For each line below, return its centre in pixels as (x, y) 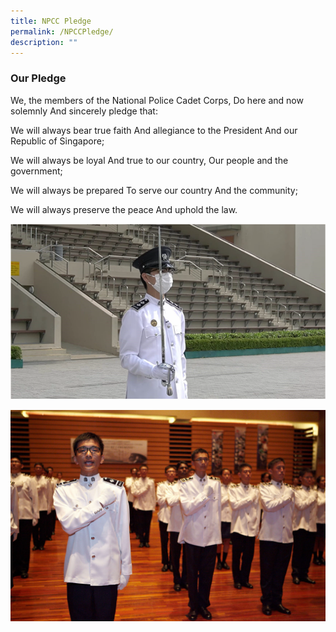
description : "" (44, 42)
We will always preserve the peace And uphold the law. (124, 209)
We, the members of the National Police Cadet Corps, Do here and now (157, 100)
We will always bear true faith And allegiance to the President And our (154, 130)
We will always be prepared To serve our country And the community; (154, 190)
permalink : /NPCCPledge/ (62, 31)
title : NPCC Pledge (51, 21)
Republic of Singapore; (57, 141)
